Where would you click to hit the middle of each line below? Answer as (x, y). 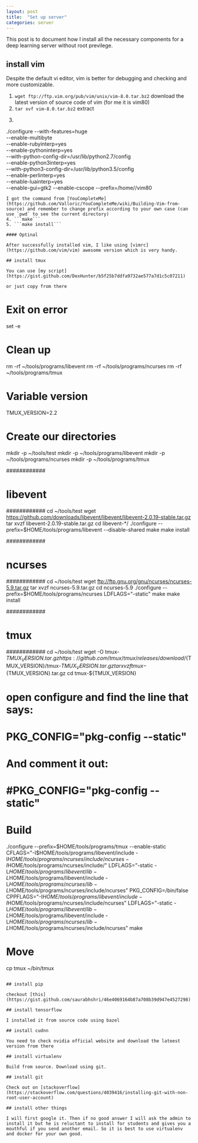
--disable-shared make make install (146, 529)
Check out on (22, 1087)
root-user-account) (30, 1098)
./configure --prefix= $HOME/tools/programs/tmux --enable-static (86, 847)
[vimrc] (139, 245)
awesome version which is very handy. (130, 250)
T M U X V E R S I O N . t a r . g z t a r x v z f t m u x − (104, 666)
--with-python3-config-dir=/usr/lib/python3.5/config (70, 169)
